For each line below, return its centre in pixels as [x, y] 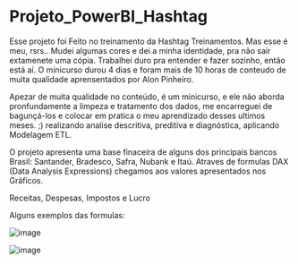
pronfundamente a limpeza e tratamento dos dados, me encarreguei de [141, 106]
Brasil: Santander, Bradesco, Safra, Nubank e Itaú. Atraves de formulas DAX [149, 161]
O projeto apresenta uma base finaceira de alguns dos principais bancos [143, 152]
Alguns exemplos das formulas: [67, 215]
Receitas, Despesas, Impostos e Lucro [80, 198]
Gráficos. [26, 180]
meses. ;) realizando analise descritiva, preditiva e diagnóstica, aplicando [145, 125]
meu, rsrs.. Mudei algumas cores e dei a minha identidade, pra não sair [140, 50]
